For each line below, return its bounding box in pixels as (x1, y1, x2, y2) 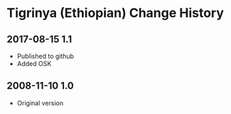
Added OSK (16, 59, 52, 68)
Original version (16, 98, 64, 107)
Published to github (16, 52, 75, 60)
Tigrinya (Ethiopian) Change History (6, 5, 225, 21)
